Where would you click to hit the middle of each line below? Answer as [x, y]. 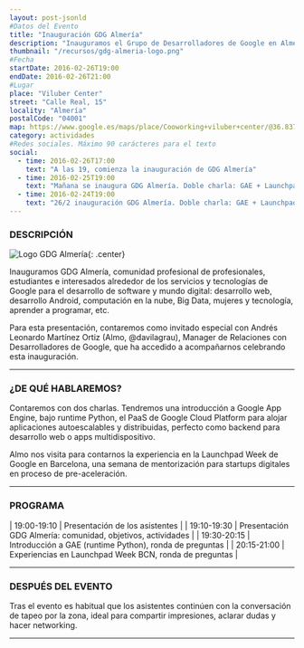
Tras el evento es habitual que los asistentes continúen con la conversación [150, 606]
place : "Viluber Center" [56, 93]
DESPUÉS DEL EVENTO [61, 586]
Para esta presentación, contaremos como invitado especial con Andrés [144, 328]
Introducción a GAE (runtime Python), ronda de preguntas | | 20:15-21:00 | [147, 545]
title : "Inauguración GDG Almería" [76, 34]
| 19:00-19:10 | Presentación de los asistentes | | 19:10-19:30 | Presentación [149, 525]
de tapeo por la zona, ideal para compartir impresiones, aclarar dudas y [142, 615]
